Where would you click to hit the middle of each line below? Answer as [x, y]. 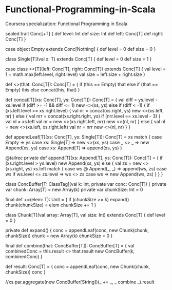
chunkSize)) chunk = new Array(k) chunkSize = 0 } [59, 236]
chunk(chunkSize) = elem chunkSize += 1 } [51, 205]
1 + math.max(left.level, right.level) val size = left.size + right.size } [75, 74]
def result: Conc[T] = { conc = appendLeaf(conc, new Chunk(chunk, [78, 266]
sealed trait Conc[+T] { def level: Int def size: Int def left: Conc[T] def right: [84, 33]
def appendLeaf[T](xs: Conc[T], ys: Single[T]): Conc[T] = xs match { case [84, 137]
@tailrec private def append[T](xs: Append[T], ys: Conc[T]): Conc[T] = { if [84, 158]
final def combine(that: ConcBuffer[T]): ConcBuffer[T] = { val [70, 245]
